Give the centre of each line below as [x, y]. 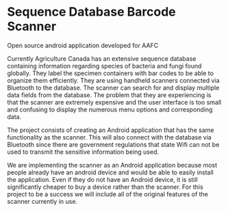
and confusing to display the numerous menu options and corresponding [110, 109]
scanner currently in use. [42, 201]
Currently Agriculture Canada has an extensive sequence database [102, 58]
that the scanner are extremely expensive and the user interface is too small [114, 102]
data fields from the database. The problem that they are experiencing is [109, 95]
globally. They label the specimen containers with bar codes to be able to [111, 73]
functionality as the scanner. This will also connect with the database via [110, 137]
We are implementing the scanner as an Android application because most [112, 165]
